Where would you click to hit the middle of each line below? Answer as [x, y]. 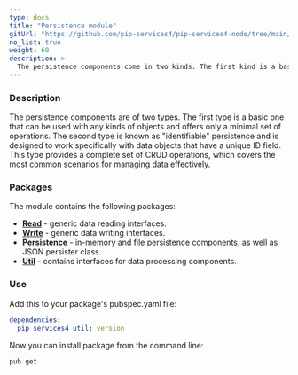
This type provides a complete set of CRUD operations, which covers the [142, 155]
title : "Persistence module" [63, 26]
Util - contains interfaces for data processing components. [129, 262]
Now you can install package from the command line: [106, 345]
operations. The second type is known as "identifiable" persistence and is [144, 136]
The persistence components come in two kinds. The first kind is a [146, 67]
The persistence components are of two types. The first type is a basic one [147, 117]
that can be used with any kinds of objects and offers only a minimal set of [145, 127]
